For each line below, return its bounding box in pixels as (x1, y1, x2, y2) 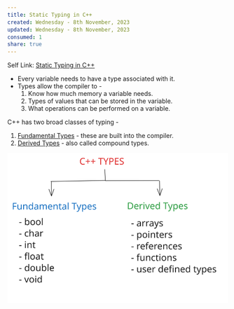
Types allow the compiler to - (17, 82, 102, 90)
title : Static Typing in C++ (7, 11, 92, 18)
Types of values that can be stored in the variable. (27, 97, 173, 105)
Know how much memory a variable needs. (27, 90, 153, 98)
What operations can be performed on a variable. (27, 104, 170, 113)
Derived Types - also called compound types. (17, 139, 149, 147)
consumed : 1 (7, 34, 42, 41)
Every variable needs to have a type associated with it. (17, 74, 175, 83)
